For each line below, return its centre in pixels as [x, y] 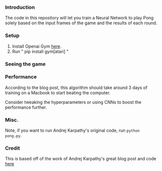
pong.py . [13, 136]
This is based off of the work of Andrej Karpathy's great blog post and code [81, 159]
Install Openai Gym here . [37, 46]
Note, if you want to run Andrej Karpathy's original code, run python [72, 131]
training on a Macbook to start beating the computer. [58, 93]
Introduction [20, 7]
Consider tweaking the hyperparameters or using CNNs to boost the [73, 102]
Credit [13, 148]
